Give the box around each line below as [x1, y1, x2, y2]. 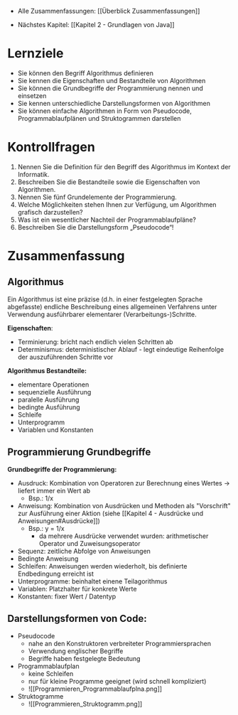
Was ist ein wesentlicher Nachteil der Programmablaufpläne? [17, 215, 197, 224]
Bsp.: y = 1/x [28, 524, 65, 532]
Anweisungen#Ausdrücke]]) [17, 516, 101, 525]
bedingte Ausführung [17, 402, 80, 412]
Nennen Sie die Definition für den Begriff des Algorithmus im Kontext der [17, 162, 231, 171]
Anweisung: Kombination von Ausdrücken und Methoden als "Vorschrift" [17, 501, 231, 510]
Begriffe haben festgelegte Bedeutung [28, 654, 141, 662]
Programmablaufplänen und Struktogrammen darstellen [17, 114, 181, 122]
